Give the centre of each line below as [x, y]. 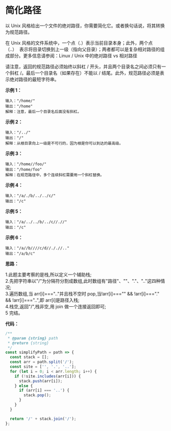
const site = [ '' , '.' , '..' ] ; [43, 367]
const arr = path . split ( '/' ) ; [42, 362]
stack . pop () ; [38, 395]
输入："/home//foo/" [26, 164]
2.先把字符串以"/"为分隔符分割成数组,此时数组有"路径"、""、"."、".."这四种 [83, 281]
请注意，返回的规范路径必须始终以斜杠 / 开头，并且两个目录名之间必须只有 [83, 66]
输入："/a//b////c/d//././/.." [38, 248]
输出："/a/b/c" [20, 254]
